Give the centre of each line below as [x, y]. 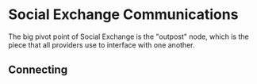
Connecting [38, 70]
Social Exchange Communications [123, 15]
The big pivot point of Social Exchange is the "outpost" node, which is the [128, 36]
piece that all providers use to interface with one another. [102, 44]
